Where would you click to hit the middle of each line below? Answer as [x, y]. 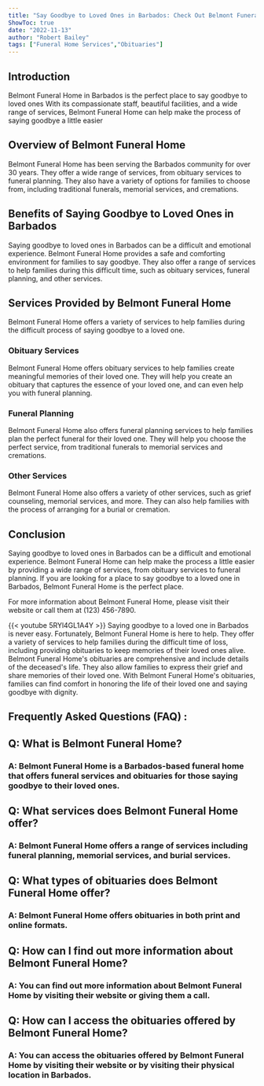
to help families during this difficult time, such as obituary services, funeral [129, 270]
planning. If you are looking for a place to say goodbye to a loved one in [124, 578]
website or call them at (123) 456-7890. [72, 611]
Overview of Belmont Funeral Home [97, 145]
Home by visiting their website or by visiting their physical [121, 1066]
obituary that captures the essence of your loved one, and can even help [126, 384]
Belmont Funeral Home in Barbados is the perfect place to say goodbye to [128, 95]
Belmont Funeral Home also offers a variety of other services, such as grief [130, 493]
